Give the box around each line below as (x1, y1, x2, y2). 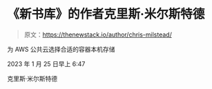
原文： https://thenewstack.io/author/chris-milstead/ (23, 30, 173, 39)
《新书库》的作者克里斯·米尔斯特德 (7, 6, 205, 22)
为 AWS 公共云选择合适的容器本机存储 (7, 45, 115, 53)
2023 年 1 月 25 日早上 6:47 (7, 59, 86, 68)
